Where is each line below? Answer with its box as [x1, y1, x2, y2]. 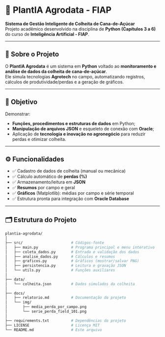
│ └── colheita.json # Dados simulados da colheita [5, 281, 135, 286]
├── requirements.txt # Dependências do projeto [5, 318, 126, 323]
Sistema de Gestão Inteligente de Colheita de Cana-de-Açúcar [5, 21, 135, 27]
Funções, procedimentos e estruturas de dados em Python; [12, 120, 136, 126]
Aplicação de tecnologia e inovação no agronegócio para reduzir [12, 131, 146, 137]
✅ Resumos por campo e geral [12, 185, 75, 191]
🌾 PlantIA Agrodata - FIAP [5, 4, 112, 16]
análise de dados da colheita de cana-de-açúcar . [5, 68, 107, 74]
